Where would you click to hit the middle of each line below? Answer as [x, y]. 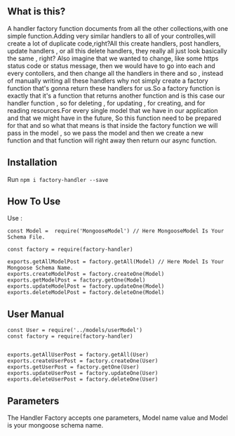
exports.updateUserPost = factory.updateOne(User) [83, 374]
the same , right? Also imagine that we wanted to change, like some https [113, 58]
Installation [32, 163]
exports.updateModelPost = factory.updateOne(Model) [86, 286]
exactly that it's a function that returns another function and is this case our [116, 95]
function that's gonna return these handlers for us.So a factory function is [114, 88]
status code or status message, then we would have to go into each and [111, 65]
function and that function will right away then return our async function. [112, 140]
